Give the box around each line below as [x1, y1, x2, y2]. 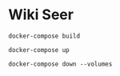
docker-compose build [8, 32, 81, 40]
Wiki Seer [8, 6, 74, 24]
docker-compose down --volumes [8, 60, 113, 68]
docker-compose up [8, 46, 70, 54]
